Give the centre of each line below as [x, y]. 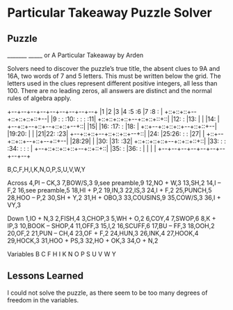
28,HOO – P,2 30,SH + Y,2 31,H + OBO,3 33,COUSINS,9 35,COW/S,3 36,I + [114, 197]
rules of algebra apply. [39, 98]
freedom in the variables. [43, 300]
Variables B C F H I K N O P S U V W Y [62, 254]
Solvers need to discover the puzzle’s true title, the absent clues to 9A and [114, 68]
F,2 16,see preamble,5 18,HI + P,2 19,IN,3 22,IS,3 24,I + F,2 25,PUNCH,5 [110, 190]
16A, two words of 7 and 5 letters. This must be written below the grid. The [114, 76]
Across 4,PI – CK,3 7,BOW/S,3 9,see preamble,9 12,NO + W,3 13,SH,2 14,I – [114, 183]
